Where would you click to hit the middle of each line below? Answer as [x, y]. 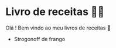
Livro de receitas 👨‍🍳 [55, 12]
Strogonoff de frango [40, 39]
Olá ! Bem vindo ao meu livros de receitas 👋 [58, 28]
